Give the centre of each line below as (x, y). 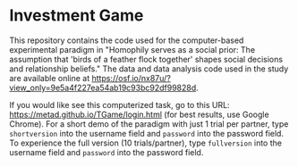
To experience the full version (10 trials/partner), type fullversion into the (145, 143)
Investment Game (77, 16)
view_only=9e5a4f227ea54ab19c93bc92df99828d (103, 87)
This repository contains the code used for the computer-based (127, 40)
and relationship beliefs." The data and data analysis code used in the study (149, 69)
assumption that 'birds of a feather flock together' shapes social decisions (146, 59)
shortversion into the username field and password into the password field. (147, 133)
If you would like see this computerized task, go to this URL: (119, 104)
